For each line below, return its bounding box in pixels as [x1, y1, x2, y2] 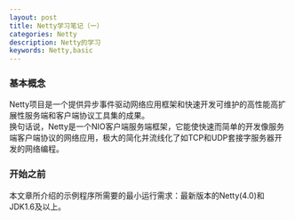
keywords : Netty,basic [9, 46, 93, 55]
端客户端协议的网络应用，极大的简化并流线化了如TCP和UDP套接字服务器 [9, 133, 275, 143]
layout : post [9, 12, 58, 22]
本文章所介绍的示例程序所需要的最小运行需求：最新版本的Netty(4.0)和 [9, 190, 265, 200]
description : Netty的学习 [9, 37, 101, 47]
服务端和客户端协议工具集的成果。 [24, 110, 149, 121]
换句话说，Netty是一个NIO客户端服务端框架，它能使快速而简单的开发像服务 [9, 121, 285, 132]
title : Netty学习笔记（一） [9, 21, 104, 30]
